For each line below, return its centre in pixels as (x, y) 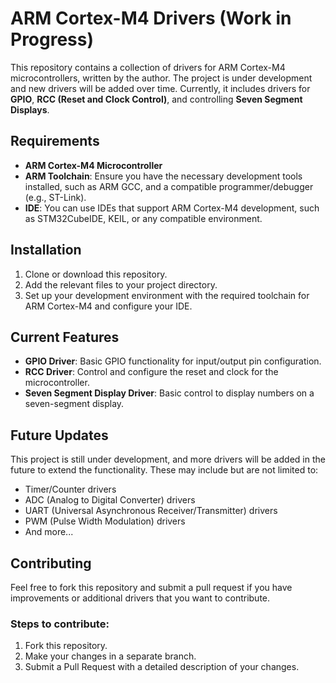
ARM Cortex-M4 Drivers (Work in (151, 18)
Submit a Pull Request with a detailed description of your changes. (162, 667)
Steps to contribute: (60, 624)
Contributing (51, 563)
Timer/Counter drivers (70, 489)
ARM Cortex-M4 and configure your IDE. (108, 306)
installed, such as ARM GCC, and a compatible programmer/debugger (169, 186)
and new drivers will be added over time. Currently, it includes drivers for (160, 88)
